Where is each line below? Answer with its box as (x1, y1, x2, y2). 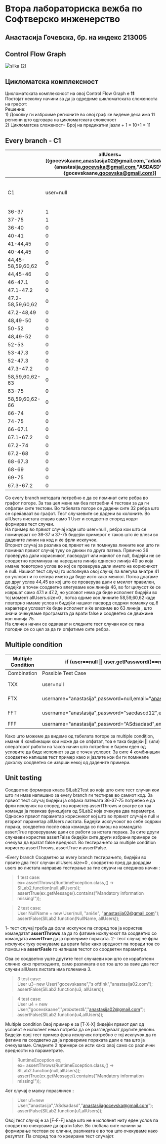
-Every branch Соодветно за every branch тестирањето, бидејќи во (5, 854, 147, 860)
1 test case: (17, 874, 41, 880)
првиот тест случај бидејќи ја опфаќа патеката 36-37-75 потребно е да (5, 797, 156, 803)
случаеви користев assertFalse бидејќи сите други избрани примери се (5, 834, 157, 840)
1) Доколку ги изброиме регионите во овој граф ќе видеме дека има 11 (5, 112, 155, 118)
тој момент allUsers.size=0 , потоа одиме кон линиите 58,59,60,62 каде (5, 595, 156, 601)
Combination (7, 670, 38, 677)
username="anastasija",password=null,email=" (41, 695, 152, 702)
